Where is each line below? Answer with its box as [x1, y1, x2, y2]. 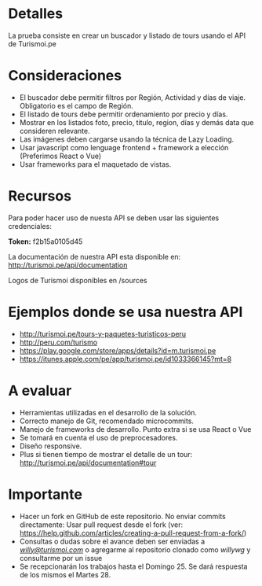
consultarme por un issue [19, 553, 103, 562]
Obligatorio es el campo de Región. [19, 101, 133, 110]
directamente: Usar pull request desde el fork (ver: [19, 520, 184, 529]
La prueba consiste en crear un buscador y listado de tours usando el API [8, 31, 246, 40]
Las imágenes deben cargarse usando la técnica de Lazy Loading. [19, 135, 235, 144]
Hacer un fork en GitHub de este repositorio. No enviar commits [19, 511, 226, 521]
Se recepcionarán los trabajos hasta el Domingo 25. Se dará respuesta [19, 562, 248, 571]
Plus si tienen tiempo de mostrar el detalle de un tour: [19, 449, 193, 459]
